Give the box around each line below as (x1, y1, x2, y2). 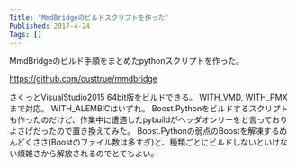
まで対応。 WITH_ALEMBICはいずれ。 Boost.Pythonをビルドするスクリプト (9, 103, 289, 114)
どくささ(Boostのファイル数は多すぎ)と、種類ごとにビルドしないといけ (16, 136, 281, 148)
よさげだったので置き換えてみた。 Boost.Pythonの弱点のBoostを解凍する (9, 126, 280, 136)
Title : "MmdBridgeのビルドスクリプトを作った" (9, 13, 169, 22)
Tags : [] (9, 30, 42, 39)
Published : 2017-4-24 (9, 22, 91, 31)
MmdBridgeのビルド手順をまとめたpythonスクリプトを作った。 (9, 56, 245, 66)
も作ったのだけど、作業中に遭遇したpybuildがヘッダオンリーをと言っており (9, 114, 288, 126)
